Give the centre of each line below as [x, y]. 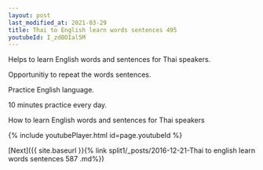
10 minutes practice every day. [58, 105]
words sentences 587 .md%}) [56, 159]
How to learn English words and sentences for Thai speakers [107, 120]
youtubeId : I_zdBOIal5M [47, 37]
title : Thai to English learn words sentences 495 [93, 30]
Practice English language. [51, 90]
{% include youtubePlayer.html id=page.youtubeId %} [95, 136]
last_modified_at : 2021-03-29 [58, 23]
